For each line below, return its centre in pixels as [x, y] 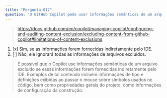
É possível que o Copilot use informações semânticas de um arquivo [87, 64]
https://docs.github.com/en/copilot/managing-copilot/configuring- [85, 28]
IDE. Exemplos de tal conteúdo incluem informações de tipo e [80, 74]
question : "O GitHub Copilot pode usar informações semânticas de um [79, 14]
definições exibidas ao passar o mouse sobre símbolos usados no [85, 80]
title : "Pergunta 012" [29, 10]
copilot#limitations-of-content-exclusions [60, 39]
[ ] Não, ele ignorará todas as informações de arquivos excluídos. [79, 54]
